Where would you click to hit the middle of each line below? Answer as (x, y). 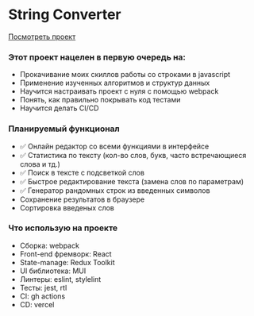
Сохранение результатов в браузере (82, 199)
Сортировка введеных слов (67, 207)
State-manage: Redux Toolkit (67, 262)
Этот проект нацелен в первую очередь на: (97, 57)
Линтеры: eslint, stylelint (60, 279)
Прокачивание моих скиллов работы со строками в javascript (125, 75)
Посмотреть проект (42, 37)
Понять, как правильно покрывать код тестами (100, 100)
